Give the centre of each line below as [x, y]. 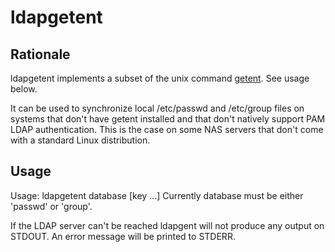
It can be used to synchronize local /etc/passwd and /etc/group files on [157, 108]
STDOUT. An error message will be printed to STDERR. [123, 236]
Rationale [40, 54]
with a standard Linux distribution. [80, 140]
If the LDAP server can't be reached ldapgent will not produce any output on [167, 225]
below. [24, 89]
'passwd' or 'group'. [51, 206]
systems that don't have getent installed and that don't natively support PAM [168, 119]
